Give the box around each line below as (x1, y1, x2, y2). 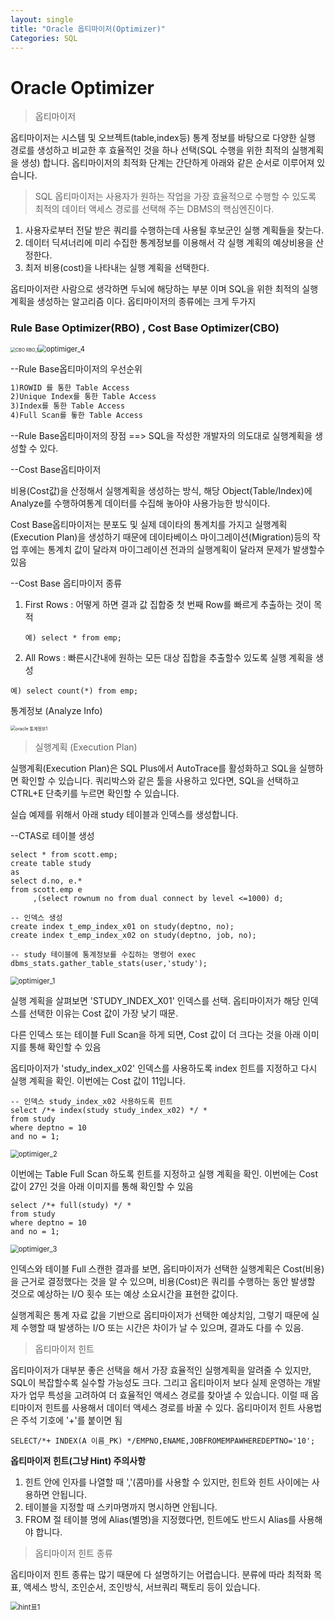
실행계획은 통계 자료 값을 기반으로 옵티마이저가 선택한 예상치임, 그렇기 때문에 (10, 1309, 310, 1321)
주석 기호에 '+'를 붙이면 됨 (20, 1414, 123, 1426)
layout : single (10, 14, 74, 25)
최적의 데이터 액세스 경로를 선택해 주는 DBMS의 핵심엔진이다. (34, 203, 275, 215)
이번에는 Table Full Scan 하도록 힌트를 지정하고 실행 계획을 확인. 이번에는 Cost (10, 1168, 319, 1180)
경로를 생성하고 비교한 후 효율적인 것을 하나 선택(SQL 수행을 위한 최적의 (10, 144, 290, 156)
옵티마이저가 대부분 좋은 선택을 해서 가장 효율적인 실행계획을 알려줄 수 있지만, (10, 1364, 312, 1376)
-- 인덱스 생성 (10, 913, 63, 923)
